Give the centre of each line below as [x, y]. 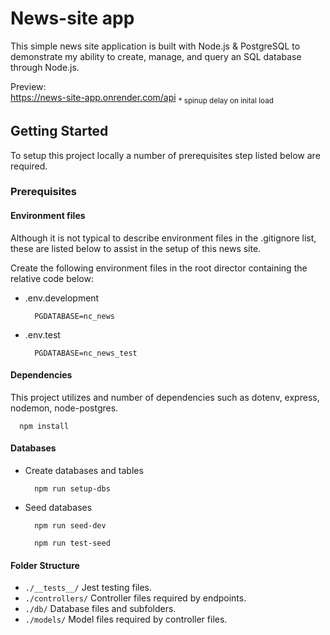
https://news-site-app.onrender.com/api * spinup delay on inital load [142, 98]
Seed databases [58, 508]
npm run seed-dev [70, 526]
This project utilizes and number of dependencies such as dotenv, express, [165, 397]
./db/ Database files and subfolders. [100, 609]
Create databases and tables [84, 471]
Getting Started [59, 131]
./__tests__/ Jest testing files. [88, 588]
